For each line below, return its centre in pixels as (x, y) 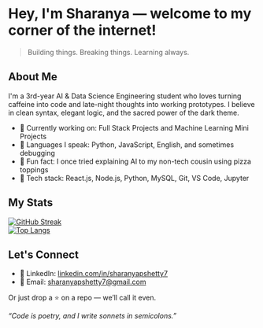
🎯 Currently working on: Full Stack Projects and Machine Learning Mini (134, 127)
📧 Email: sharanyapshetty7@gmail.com (83, 282)
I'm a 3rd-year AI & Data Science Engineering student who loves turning (125, 96)
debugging (37, 153)
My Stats (31, 203)
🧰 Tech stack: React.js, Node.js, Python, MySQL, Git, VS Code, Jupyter (134, 178)
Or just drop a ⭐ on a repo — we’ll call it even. (82, 298)
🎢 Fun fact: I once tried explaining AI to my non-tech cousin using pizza (135, 161)
